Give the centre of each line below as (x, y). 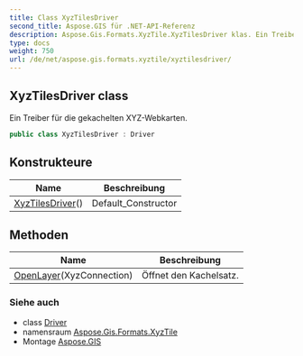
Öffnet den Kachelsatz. (190, 276)
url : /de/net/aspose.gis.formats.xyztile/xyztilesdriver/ (120, 59)
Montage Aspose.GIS (62, 341)
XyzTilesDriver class (69, 96)
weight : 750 (32, 51)
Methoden (39, 235)
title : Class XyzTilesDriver (64, 18)
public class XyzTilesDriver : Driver (82, 134)
